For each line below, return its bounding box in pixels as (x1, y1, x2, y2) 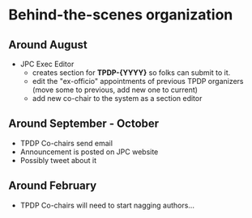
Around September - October (8, 117, 160, 131)
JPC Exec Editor (19, 59, 75, 69)
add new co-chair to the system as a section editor (32, 94, 203, 103)
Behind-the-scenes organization (8, 6, 233, 24)
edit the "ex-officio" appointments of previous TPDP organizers (32, 77, 244, 86)
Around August (8, 38, 88, 52)
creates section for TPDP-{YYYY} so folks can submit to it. (32, 68, 231, 78)
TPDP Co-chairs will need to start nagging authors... (19, 200, 194, 210)
